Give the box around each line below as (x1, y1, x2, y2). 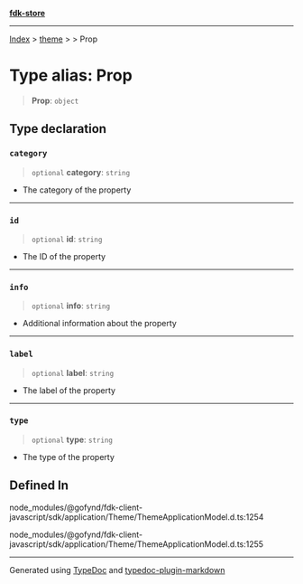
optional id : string (31, 233, 103, 244)
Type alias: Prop (9, 65, 133, 86)
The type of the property (22, 451, 115, 462)
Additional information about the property (22, 318, 178, 329)
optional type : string (31, 434, 113, 445)
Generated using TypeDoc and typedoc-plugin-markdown (9, 564, 225, 575)
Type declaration (9, 121, 106, 137)
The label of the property (22, 384, 115, 396)
